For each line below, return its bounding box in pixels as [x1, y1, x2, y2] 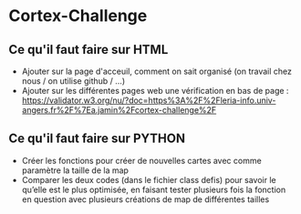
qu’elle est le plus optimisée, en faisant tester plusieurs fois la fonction [21, 184, 286, 195]
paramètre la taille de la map [21, 165, 130, 176]
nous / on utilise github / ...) [21, 76, 125, 87]
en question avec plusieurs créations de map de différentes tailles [21, 193, 270, 205]
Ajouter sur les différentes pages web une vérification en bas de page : [21, 86, 289, 96]
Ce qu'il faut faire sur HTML [8, 42, 169, 57]
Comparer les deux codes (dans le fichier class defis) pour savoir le [21, 174, 277, 185]
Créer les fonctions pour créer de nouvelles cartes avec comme [21, 155, 262, 166]
